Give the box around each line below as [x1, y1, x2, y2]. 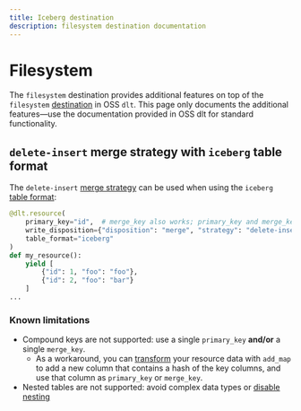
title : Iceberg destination [9, 13, 115, 22]
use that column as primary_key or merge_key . [35, 372, 203, 383]
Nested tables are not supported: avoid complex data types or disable [21, 382, 280, 393]
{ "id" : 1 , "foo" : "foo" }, [41, 267, 139, 276]
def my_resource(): [9, 250, 82, 260]
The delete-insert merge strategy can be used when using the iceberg [9, 182, 273, 193]
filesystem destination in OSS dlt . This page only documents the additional [9, 100, 289, 110]
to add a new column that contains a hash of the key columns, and [35, 363, 281, 373]
